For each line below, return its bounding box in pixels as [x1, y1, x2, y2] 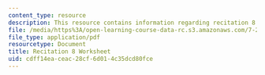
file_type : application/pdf [8, 33, 101, 41]
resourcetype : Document [8, 41, 87, 48]
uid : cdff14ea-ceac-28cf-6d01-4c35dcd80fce [8, 55, 154, 63]
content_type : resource [8, 11, 87, 20]
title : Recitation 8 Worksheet [8, 48, 111, 55]
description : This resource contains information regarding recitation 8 [8, 19, 256, 27]
